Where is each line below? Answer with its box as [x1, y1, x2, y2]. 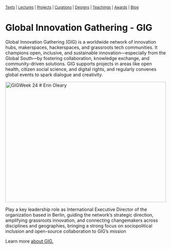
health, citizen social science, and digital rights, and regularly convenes [5, 66, 157, 72]
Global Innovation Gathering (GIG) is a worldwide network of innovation [5, 39, 157, 45]
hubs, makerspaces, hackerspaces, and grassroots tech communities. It [5, 44, 158, 50]
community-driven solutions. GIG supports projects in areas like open [5, 61, 153, 67]
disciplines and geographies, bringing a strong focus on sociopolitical [5, 222, 153, 228]
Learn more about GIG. [5, 238, 54, 244]
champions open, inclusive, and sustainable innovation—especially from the [5, 49, 166, 56]
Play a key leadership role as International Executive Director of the [5, 206, 147, 213]
